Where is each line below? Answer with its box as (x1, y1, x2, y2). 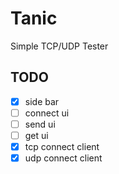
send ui (24, 118, 56, 130)
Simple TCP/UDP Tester (10, 40, 109, 52)
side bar (24, 95, 60, 107)
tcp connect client (24, 141, 100, 152)
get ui (24, 129, 49, 141)
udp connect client (24, 152, 103, 164)
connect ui (24, 107, 70, 119)
